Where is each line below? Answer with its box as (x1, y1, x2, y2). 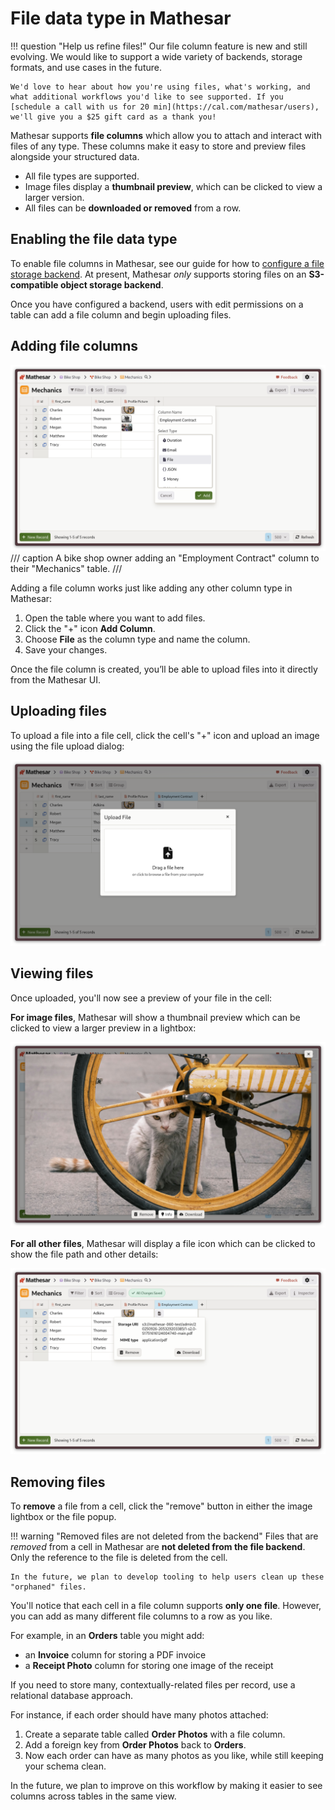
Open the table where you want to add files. (24, 612, 206, 624)
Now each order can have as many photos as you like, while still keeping (24, 1750, 324, 1762)
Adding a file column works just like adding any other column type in (10, 582, 293, 594)
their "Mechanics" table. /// (10, 562, 123, 574)
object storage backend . (59, 278, 164, 291)
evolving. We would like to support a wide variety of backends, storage (10, 50, 303, 62)
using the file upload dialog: (10, 740, 125, 752)
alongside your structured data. (10, 150, 140, 162)
